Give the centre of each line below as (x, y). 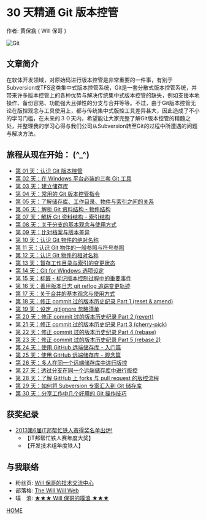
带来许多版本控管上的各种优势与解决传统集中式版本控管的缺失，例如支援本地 (103, 95)
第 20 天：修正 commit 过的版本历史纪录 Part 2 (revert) (84, 316)
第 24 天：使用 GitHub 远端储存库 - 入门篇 (68, 347)
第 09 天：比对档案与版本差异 (52, 232)
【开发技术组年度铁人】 (54, 446)
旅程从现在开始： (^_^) (48, 155)
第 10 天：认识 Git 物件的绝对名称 (57, 239)
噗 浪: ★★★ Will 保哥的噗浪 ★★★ (62, 499)
